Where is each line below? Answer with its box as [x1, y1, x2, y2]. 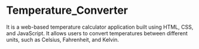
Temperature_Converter [6, 4, 128, 17]
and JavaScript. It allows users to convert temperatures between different [6, 29, 188, 36]
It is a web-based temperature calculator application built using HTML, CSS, [6, 23, 194, 30]
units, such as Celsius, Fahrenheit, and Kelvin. [6, 36, 120, 43]
